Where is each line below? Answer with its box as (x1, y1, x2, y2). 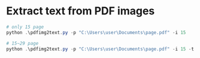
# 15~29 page (6, 40, 39, 46)
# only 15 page (6, 24, 44, 30)
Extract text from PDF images (6, 4, 155, 18)
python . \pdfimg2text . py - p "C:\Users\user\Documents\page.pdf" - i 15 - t (6, 46, 195, 52)
